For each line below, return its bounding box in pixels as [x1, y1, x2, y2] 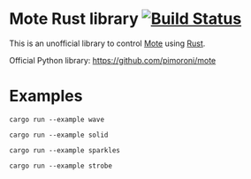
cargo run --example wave [9, 115, 104, 123]
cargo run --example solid [9, 131, 109, 139]
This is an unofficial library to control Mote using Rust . [9, 38, 206, 48]
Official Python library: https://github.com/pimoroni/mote [9, 55, 217, 65]
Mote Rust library [9, 9, 139, 29]
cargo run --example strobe [9, 161, 113, 170]
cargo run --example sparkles [9, 145, 121, 154]
